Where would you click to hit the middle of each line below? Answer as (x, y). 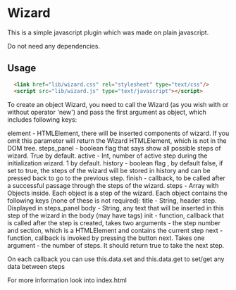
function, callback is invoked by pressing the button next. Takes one (106, 238)
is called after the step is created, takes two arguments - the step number (114, 222)
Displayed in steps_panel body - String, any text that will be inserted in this (116, 208)
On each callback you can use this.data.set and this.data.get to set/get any (116, 259)
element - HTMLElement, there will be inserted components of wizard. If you (118, 133)
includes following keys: (42, 119)
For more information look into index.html (67, 280)
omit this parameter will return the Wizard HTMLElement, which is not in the (117, 140)
